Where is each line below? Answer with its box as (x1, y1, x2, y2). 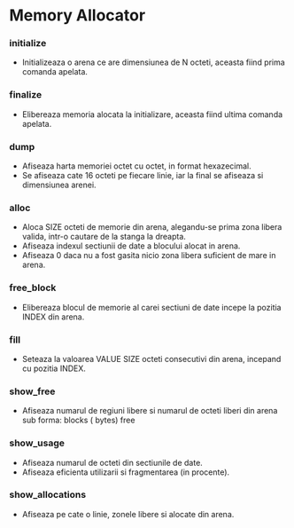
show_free (9, 385, 56, 398)
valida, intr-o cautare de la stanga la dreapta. (21, 232, 186, 242)
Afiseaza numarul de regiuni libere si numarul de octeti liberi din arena (21, 406, 278, 416)
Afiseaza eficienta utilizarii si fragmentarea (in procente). (21, 467, 230, 477)
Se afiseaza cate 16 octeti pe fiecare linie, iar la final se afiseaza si (21, 170, 264, 181)
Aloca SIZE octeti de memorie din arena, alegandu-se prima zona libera (21, 222, 282, 232)
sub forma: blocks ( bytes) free (21, 414, 135, 426)
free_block (9, 281, 57, 294)
